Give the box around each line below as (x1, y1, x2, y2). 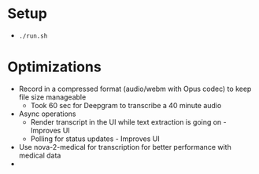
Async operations (18, 109, 76, 118)
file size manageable (18, 92, 87, 102)
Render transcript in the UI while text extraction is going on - (30, 117, 228, 126)
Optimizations (7, 58, 102, 76)
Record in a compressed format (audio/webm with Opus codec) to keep (18, 84, 252, 93)
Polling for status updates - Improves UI (30, 134, 160, 143)
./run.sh (18, 32, 48, 40)
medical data (18, 150, 61, 160)
